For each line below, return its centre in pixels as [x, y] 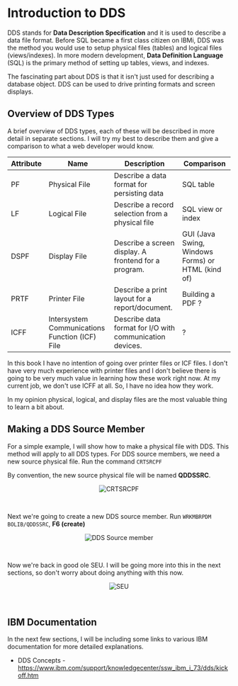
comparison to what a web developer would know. [81, 146]
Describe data [137, 319]
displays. [21, 91]
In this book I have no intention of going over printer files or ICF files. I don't [118, 363]
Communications [77, 327]
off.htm [28, 675]
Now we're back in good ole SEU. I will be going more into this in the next [114, 565]
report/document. [143, 308]
